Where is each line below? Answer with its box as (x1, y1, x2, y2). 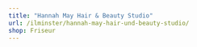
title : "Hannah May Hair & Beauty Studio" (8, 11, 153, 20)
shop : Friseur (8, 26, 57, 34)
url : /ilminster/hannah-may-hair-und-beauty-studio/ (8, 19, 190, 27)
